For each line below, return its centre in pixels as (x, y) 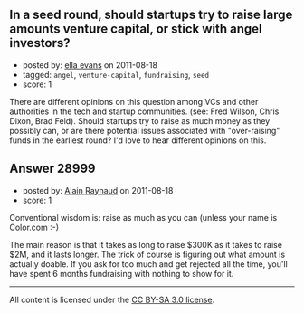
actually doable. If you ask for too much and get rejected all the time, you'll (148, 264)
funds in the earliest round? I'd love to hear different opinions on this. (138, 140)
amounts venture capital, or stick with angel (136, 29)
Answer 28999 (52, 169)
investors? (40, 43)
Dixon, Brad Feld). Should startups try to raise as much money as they (140, 120)
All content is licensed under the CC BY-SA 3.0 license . (112, 299)
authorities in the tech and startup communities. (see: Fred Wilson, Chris (144, 111)
